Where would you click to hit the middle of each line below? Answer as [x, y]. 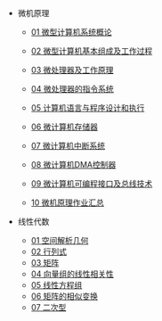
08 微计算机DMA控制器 [73, 165]
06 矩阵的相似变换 [65, 296]
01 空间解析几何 [60, 240]
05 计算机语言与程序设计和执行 [88, 108]
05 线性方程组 [57, 285]
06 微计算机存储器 [65, 127]
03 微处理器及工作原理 [72, 70]
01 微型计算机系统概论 [72, 32]
